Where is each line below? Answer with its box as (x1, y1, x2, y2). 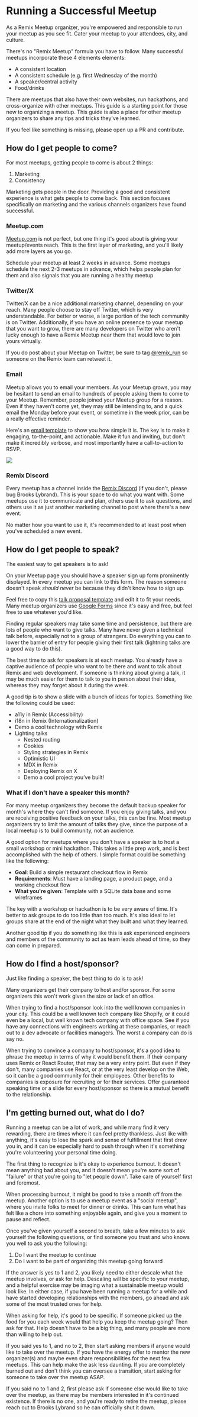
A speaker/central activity (14, 78, 78, 85)
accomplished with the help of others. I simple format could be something (6, 851, 186, 858)
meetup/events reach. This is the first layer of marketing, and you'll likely (6, 241, 183, 249)
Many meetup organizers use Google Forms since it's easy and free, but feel (6, 602, 193, 609)
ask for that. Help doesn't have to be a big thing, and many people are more (6, 1324, 190, 1331)
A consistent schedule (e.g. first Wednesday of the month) (14, 72, 158, 79)
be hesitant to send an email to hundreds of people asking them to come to (6, 390, 189, 397)
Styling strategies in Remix (23, 748, 89, 755)
